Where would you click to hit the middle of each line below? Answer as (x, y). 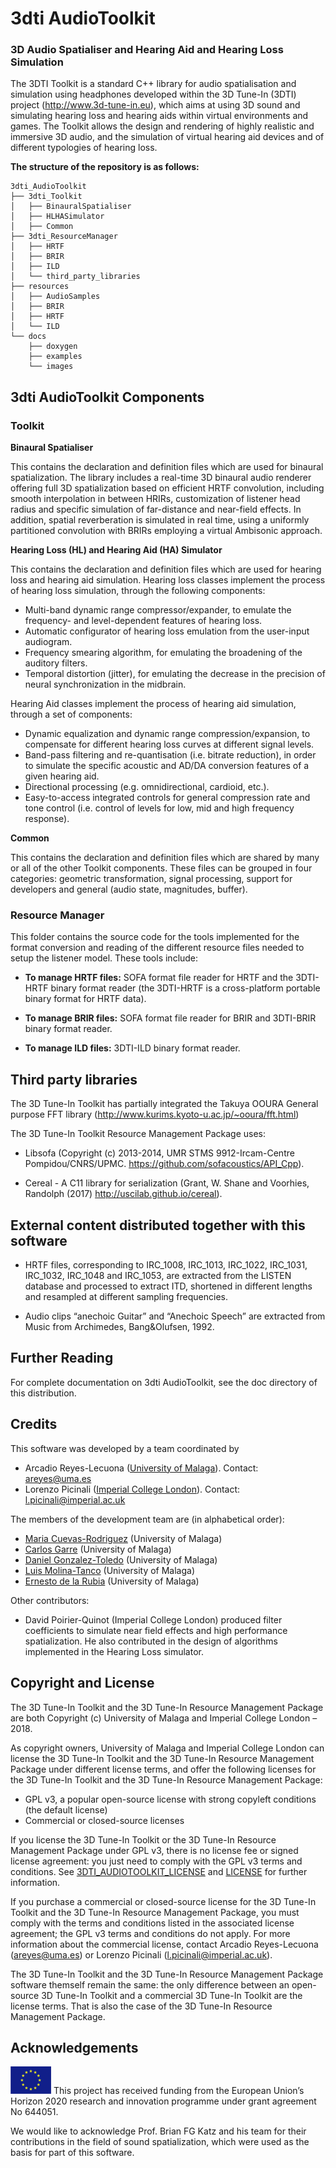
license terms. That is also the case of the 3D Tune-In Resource (141, 2006)
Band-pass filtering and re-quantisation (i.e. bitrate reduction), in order (170, 755)
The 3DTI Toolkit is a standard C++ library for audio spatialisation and (153, 84)
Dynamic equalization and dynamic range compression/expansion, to (167, 734)
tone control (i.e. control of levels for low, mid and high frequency (159, 808)
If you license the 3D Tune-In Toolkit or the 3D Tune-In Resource (143, 1839)
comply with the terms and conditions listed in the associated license (152, 1923)
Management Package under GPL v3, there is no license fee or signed (154, 1850)
